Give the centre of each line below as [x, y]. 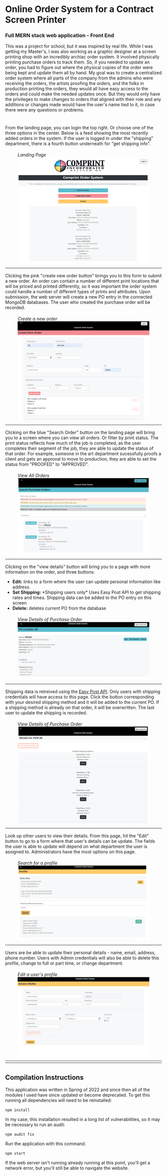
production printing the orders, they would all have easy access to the [77, 89]
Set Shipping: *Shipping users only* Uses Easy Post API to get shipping [86, 592]
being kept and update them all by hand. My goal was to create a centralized [83, 73]
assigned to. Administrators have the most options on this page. [71, 852]
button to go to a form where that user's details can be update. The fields [80, 841]
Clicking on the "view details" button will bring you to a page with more [78, 567]
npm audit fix [20, 1134]
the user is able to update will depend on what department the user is [76, 846]
